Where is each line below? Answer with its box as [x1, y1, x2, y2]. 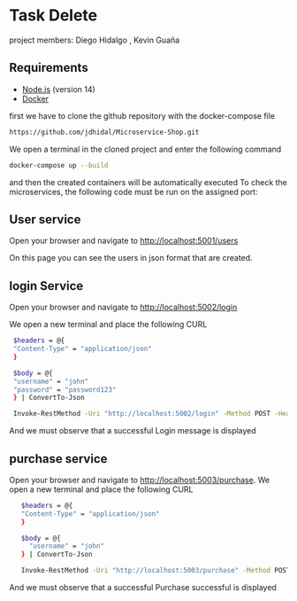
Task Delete [9, 5, 98, 26]
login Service [9, 278, 84, 293]
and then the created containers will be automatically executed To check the [9, 176, 287, 187]
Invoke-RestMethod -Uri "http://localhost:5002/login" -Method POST [12, 410, 271, 418]
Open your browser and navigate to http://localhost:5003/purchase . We [9, 474, 270, 485]
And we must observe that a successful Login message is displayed [9, 425, 256, 436]
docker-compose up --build [9, 160, 109, 169]
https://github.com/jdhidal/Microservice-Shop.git [9, 128, 200, 137]
